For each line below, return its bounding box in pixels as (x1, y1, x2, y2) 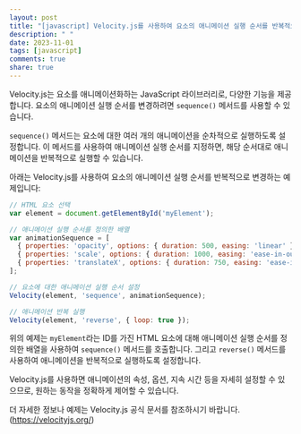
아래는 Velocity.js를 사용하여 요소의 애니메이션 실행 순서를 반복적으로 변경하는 (9, 171, 282, 182)
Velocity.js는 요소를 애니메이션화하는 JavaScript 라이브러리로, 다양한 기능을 (9, 89, 276, 99)
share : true (9, 64, 54, 72)
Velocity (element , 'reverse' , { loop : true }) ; (9, 315, 191, 325)
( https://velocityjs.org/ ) (9, 414, 95, 425)
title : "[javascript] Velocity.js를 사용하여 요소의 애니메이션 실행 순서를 (9, 21, 269, 30)
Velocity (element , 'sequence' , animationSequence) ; (9, 291, 206, 300)
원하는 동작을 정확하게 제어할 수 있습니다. (35, 386, 179, 396)
